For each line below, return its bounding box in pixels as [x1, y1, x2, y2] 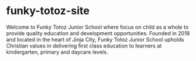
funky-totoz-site [6, 4, 90, 18]
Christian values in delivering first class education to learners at [6, 42, 162, 49]
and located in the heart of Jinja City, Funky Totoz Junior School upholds [6, 36, 184, 43]
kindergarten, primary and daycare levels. [6, 48, 109, 55]
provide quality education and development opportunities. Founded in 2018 [6, 29, 190, 36]
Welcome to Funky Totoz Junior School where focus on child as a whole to [6, 23, 189, 30]
